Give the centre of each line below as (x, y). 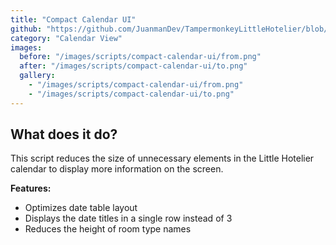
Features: (31, 188)
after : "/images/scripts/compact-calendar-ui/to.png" (133, 66)
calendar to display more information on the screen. (117, 169)
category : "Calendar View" (66, 38)
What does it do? (64, 134)
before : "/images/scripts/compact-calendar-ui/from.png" (140, 57)
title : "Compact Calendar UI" (73, 19)
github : (26, 29)
